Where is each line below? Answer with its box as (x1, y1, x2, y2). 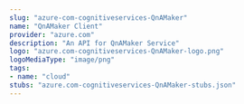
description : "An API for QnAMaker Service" (9, 38, 180, 48)
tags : (9, 64, 30, 73)
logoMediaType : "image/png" (9, 55, 116, 64)
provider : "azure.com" (9, 30, 95, 39)
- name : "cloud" (9, 72, 70, 81)
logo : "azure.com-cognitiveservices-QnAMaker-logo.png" (9, 47, 224, 56)
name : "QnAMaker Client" (9, 22, 103, 31)
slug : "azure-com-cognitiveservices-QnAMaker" (9, 13, 188, 23)
